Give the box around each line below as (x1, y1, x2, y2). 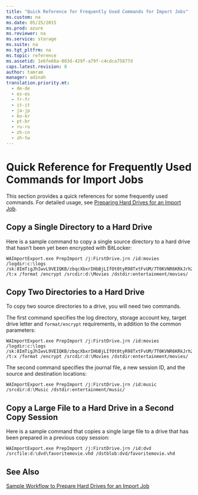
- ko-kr (11, 113, 31, 119)
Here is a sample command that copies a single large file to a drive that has (6, 428, 189, 435)
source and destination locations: (6, 370, 87, 377)
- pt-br (11, 119, 31, 125)
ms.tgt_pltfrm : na (6, 47, 51, 53)
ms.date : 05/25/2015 (6, 19, 57, 25)
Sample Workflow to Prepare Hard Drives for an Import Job (6, 482, 150, 489)
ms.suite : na (6, 42, 38, 48)
